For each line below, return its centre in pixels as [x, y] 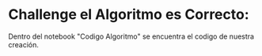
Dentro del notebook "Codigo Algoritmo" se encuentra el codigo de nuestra [131, 36]
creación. [24, 44]
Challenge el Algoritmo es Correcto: [129, 15]
